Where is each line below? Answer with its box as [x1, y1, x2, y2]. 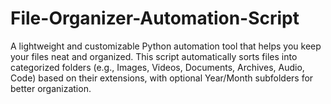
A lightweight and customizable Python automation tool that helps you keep [10, 40, 322, 52]
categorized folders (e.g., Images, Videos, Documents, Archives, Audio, [10, 61, 305, 73]
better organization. [10, 82, 92, 94]
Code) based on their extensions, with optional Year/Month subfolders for [10, 72, 314, 84]
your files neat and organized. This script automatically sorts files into [10, 50, 298, 62]
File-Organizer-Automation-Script [10, 7, 300, 30]
